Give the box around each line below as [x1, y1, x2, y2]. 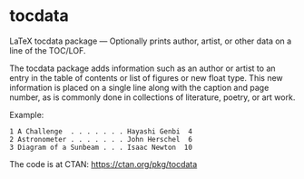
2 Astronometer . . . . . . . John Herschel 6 [9, 134, 193, 144]
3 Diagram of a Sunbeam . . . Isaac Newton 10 [9, 143, 193, 152]
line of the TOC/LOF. [9, 45, 86, 55]
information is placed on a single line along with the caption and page [9, 82, 270, 93]
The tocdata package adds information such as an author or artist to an [9, 63, 276, 74]
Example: [9, 109, 44, 120]
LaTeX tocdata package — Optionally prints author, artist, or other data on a [9, 35, 292, 46]
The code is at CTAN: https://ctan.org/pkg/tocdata [9, 158, 198, 169]
